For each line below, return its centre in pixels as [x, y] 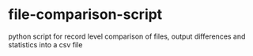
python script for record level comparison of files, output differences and [127, 36]
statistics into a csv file [45, 44]
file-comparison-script [85, 15]
